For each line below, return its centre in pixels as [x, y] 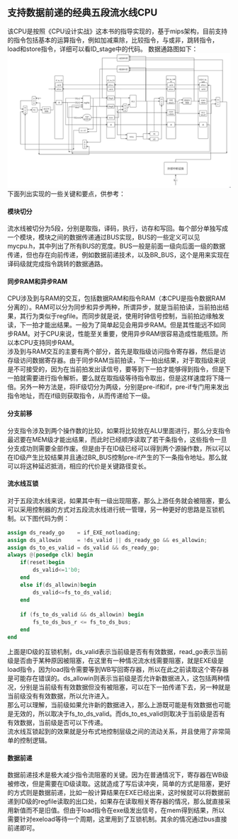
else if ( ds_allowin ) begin [58, 585]
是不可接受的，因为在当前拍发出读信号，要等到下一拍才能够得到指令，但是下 [119, 369]
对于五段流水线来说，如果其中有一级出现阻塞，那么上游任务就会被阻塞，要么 [119, 500]
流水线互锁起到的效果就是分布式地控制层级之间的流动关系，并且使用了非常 [116, 731]
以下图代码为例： [44, 518]
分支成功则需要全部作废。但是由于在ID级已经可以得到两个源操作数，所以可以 [119, 448]
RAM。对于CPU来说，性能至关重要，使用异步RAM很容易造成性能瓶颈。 [118, 334]
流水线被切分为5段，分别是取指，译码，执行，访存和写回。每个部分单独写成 [118, 228]
